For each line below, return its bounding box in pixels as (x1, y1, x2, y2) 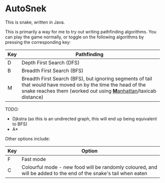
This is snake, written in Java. (5, 19, 65, 25)
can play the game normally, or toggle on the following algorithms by (5, 34, 144, 40)
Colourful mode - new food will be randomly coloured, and (21, 163, 158, 170)
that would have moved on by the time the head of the (21, 81, 146, 88)
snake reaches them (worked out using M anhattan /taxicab (21, 87, 157, 94)
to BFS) (12, 121, 28, 127)
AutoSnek (5, 3, 47, 14)
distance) (21, 93, 44, 100)
